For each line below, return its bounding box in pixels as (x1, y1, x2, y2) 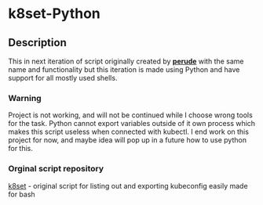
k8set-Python (8, 5, 100, 23)
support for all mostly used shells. (8, 74, 118, 82)
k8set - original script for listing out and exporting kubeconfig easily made (8, 181, 249, 190)
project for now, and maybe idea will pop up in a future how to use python (8, 135, 247, 145)
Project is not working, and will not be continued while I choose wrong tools (8, 110, 253, 120)
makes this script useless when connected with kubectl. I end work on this (8, 127, 250, 137)
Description (8, 36, 67, 49)
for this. (8, 144, 34, 153)
